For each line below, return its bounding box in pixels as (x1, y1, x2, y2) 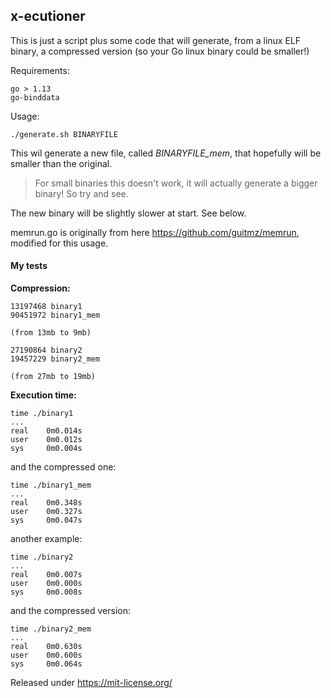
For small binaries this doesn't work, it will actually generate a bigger (34, 177, 318, 189)
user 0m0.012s (10, 435, 83, 445)
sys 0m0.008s (10, 587, 83, 598)
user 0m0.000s (10, 579, 83, 589)
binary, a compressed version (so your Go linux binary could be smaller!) (10, 45, 310, 57)
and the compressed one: (10, 461, 117, 473)
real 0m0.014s (10, 426, 83, 436)
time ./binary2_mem (10, 624, 92, 634)
